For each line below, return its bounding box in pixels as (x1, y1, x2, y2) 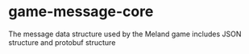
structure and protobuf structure (8, 37, 116, 47)
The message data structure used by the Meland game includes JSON (8, 29, 242, 39)
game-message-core (8, 2, 154, 21)
